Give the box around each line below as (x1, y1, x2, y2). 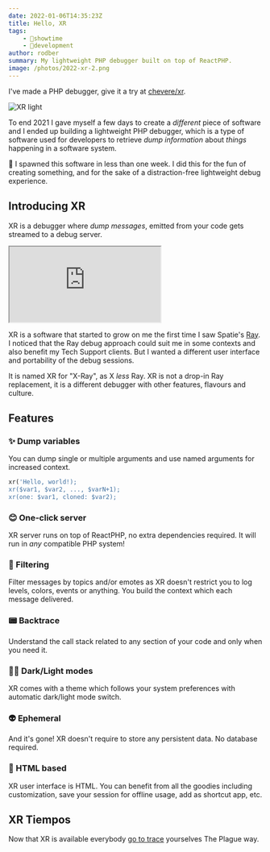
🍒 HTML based (8, 763, 67, 774)
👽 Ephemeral (8, 713, 61, 724)
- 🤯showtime (23, 34, 63, 43)
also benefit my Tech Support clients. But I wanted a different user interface (8, 347, 260, 356)
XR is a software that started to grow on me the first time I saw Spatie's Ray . (8, 330, 260, 339)
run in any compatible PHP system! (8, 539, 125, 549)
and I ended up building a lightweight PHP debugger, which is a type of (8, 126, 244, 135)
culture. (8, 388, 34, 397)
